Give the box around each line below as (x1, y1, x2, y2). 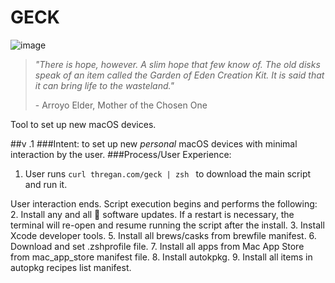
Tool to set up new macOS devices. (10, 118, 157, 130)
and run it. (24, 178, 68, 190)
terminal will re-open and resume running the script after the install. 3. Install (10, 219, 325, 231)
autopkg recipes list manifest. (10, 261, 132, 273)
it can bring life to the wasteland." (34, 79, 175, 91)
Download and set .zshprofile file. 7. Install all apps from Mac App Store (10, 240, 305, 252)
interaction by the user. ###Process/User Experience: (10, 148, 232, 160)
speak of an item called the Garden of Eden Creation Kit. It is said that (34, 69, 325, 81)
